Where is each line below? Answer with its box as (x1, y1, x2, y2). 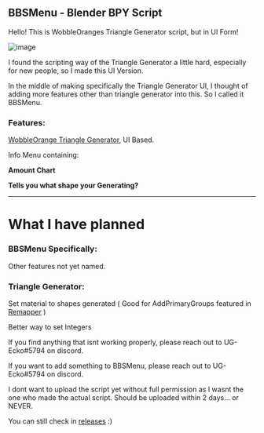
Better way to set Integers (8, 322, 92, 332)
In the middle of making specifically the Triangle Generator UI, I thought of (8, 81, 249, 90)
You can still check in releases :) (8, 416, 112, 426)
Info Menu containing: (8, 151, 79, 160)
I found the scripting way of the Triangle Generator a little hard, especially (8, 57, 247, 67)
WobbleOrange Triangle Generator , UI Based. (8, 135, 155, 144)
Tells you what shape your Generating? (8, 180, 139, 191)
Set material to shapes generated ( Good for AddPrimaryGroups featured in (8, 298, 251, 308)
